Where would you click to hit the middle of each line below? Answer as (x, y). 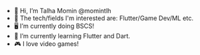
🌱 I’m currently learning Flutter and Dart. (72, 36)
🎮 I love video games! (46, 44)
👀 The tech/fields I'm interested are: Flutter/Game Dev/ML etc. (104, 18)
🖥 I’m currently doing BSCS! (54, 26)
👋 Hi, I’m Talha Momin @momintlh (62, 11)
